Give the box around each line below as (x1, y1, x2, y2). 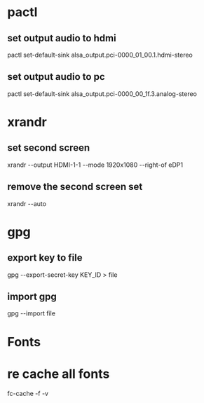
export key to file (7, 252, 83, 264)
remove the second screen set (7, 181, 143, 193)
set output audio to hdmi (7, 32, 117, 44)
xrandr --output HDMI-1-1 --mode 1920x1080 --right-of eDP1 (7, 160, 184, 169)
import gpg (7, 291, 57, 303)
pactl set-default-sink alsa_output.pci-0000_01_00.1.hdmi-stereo (7, 50, 193, 59)
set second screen (7, 142, 90, 154)
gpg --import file (7, 309, 56, 317)
